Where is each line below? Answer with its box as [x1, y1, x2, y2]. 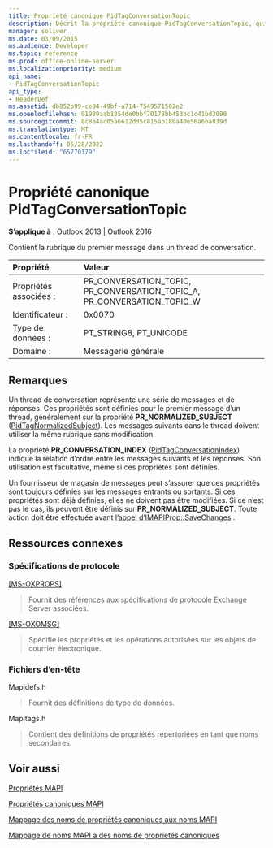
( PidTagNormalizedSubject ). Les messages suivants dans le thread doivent [8, 421, 260, 430]
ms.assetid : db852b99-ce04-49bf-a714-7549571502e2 [8, 102, 184, 110]
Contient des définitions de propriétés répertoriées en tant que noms [28, 729, 259, 739]
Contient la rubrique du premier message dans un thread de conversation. [8, 243, 257, 253]
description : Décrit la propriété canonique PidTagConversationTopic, [8, 19, 253, 28]
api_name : [8, 72, 42, 80]
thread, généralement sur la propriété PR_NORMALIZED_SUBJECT [8, 412, 233, 422]
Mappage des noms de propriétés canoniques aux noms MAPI [8, 814, 218, 824]
